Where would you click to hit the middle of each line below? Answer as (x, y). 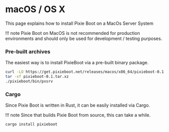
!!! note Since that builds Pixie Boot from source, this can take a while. (78, 115)
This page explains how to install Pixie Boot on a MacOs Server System (79, 23)
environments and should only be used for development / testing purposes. (84, 38)
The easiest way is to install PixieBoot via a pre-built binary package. (77, 63)
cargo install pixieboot (31, 124)
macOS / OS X (35, 9)
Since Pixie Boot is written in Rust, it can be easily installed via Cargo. (78, 105)
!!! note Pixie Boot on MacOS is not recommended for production (73, 33)
